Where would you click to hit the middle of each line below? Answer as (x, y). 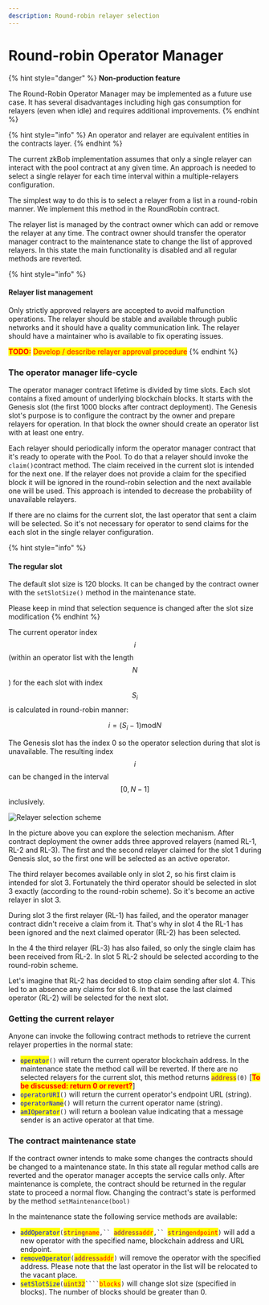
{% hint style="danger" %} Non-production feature (94, 78)
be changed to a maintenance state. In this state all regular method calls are (134, 1167)
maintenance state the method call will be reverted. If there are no (129, 1069)
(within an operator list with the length (71, 657)
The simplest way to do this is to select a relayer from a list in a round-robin (133, 200)
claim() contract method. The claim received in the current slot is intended (131, 465)
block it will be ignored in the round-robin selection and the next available (130, 483)
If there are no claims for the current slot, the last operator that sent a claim (132, 515)
